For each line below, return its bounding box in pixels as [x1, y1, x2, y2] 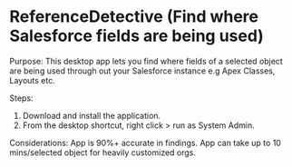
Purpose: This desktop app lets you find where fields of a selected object [9, 55, 283, 66]
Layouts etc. [9, 74, 56, 85]
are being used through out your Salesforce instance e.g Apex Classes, [9, 65, 276, 76]
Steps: [9, 93, 34, 103]
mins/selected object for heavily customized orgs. [9, 147, 197, 158]
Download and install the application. [22, 110, 161, 121]
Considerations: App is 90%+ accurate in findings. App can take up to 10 [9, 137, 281, 148]
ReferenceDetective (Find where [9, 6, 259, 27]
